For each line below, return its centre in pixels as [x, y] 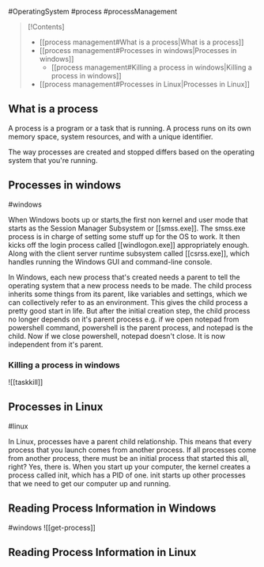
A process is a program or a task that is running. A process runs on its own [130, 128]
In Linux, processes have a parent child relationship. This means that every [130, 441]
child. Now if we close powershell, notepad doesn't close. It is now [117, 336]
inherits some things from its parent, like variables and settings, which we [128, 294]
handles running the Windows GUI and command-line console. [110, 261]
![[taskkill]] [26, 382]
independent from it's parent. [56, 344]
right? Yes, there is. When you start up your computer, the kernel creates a [130, 466]
